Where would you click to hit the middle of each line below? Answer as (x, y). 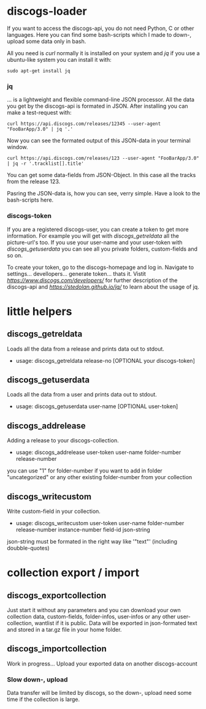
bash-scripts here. (30, 200)
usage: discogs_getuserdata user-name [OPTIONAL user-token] (97, 406)
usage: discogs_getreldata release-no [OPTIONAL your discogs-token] (105, 360)
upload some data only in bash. (47, 41)
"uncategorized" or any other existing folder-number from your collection (100, 477)
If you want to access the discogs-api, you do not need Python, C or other (101, 28)
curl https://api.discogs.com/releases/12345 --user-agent (84, 124)
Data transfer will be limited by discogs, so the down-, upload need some (99, 693)
